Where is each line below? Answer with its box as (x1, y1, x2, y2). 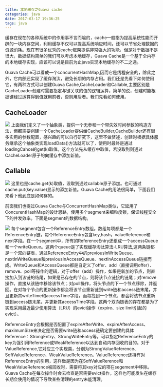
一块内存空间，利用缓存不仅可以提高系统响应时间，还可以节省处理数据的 (13, 41, 159, 47)
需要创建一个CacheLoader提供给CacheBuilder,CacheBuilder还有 (21, 128, 151, 134)
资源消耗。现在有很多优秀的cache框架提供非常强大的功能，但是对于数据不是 (5, 47, 158, 53)
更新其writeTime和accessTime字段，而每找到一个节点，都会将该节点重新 (9, 292, 156, 298)
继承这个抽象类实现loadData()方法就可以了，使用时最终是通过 (9, 140, 133, 146)
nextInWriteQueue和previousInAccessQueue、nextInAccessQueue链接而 (5, 256, 152, 262)
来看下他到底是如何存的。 (5, 192, 56, 198)
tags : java (5, 20, 27, 26)
